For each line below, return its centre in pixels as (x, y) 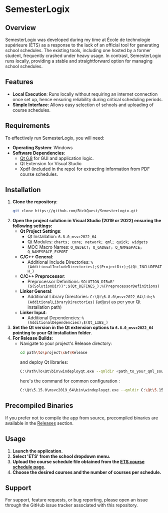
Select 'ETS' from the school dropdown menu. (61, 456)
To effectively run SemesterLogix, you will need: (55, 138)
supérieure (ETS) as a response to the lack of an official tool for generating (82, 45)
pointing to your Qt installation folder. (52, 333)
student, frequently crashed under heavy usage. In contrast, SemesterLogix (83, 56)
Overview (21, 28)
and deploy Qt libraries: (44, 362)
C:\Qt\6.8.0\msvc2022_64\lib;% (122, 297)
